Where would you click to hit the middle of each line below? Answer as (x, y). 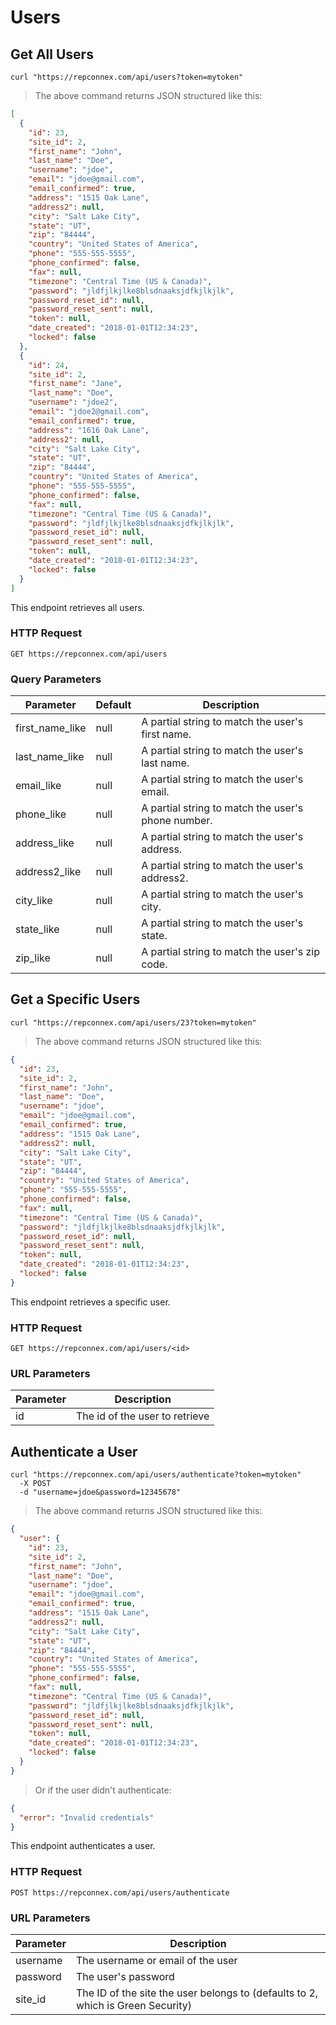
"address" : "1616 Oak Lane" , (89, 430)
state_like (37, 929)
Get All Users (52, 54)
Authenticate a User (74, 1451)
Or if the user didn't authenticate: (103, 1790)
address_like (45, 843)
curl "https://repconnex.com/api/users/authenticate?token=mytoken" (156, 1475)
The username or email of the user (156, 1961)
